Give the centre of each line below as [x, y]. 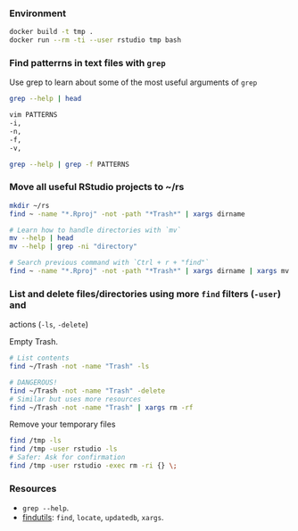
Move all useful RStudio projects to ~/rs [97, 187]
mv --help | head [41, 238]
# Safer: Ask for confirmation [67, 458]
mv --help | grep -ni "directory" [74, 247]
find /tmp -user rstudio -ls [63, 449]
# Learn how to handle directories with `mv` [95, 230]
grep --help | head [46, 99]
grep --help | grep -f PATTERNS [69, 164]
